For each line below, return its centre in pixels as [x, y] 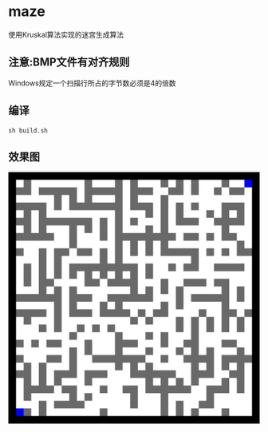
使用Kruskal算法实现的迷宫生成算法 [66, 34]
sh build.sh [28, 130]
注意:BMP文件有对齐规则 [69, 62]
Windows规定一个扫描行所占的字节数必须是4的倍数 [93, 83]
